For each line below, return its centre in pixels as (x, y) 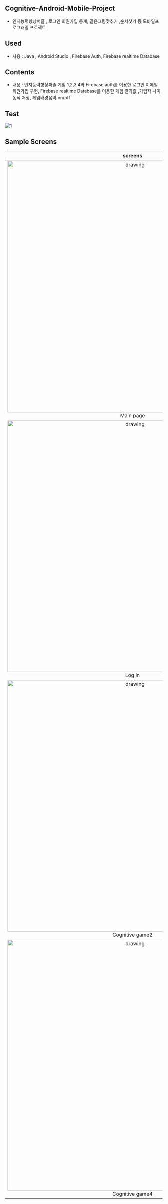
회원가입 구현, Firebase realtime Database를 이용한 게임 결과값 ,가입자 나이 (86, 91)
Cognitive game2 (133, 935)
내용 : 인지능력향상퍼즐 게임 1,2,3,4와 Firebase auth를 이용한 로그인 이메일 (85, 85)
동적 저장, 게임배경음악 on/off (41, 98)
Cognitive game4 (133, 1194)
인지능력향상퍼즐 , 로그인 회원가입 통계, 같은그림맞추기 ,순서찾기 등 (77, 21)
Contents (20, 72)
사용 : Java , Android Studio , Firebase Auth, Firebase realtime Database (86, 56)
